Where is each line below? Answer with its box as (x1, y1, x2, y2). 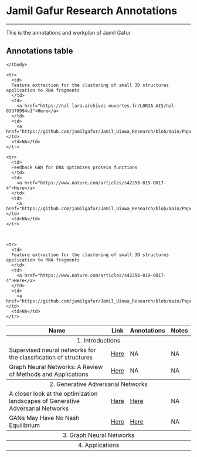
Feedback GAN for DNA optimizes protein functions (11, 164, 138, 170)
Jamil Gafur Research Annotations (6, 4, 178, 18)
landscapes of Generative (9, 396, 80, 405)
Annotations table (6, 46, 73, 56)
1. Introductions (76, 336, 121, 344)
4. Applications (77, 441, 120, 449)
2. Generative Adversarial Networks (49, 380, 148, 388)
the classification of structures (9, 353, 93, 361)
